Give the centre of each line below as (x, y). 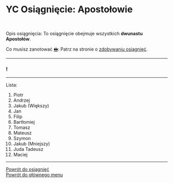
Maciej (20, 155)
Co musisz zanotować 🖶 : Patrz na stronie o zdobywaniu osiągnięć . (77, 49)
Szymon (22, 139)
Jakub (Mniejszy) (32, 144)
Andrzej (22, 100)
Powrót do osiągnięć (27, 169)
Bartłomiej (24, 122)
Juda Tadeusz (28, 149)
